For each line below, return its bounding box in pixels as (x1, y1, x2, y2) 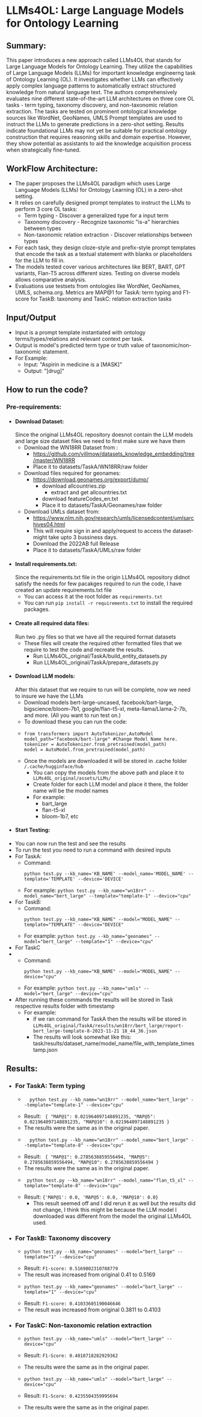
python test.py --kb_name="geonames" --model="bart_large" (23, 1284, 176, 1290)
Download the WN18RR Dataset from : (23, 444, 118, 451)
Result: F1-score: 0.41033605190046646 (23, 1299, 121, 1307)
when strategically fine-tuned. (6, 146, 81, 153)
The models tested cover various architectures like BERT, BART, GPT (14, 263, 186, 270)
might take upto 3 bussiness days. (32, 533, 118, 541)
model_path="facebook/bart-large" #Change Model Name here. (23, 736, 178, 742)
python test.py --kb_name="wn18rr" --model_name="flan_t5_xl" (26, 1177, 186, 1183)
